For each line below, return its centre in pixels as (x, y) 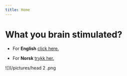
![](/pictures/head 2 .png (30, 67)
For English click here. (35, 48)
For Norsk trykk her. (33, 58)
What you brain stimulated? (64, 34)
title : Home (17, 10)
